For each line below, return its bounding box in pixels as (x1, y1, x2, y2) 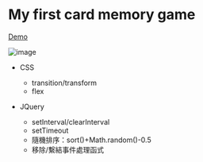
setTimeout (31, 125, 69, 135)
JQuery (19, 102, 45, 111)
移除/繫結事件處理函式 (31, 145, 105, 154)
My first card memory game (8, 6, 196, 24)
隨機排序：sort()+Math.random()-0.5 (31, 135, 152, 145)
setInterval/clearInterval (31, 117, 110, 126)
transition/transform (31, 78, 98, 87)
